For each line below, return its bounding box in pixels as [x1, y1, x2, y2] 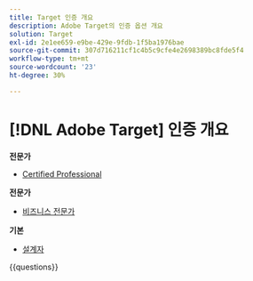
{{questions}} [9, 261, 59, 272]
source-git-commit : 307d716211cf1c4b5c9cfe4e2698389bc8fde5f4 [9, 46, 244, 55]
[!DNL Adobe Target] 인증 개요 [9, 119, 229, 140]
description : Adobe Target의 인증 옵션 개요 [9, 21, 164, 30]
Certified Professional [21, 168, 102, 179]
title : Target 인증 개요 [9, 12, 94, 22]
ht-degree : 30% [9, 71, 66, 80]
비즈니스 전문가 [21, 205, 75, 216]
